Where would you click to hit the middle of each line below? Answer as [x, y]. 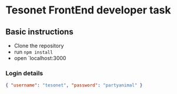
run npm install [34, 52]
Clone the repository [39, 46]
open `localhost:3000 [40, 58]
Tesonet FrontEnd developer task [88, 10]
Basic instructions [40, 32]
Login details [24, 73]
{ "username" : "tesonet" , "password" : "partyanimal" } [74, 85]
